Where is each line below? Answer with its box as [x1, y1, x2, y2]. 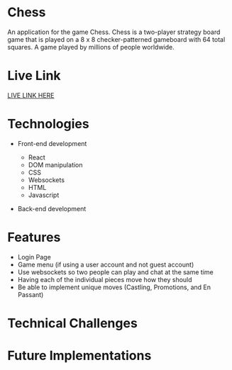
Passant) [17, 290, 44, 298]
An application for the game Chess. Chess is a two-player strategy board [7, 28, 221, 36]
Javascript [28, 191, 60, 199]
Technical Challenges [7, 315, 138, 331]
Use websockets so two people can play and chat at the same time [17, 267, 214, 276]
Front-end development [17, 139, 87, 147]
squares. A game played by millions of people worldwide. [7, 43, 175, 51]
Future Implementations [7, 348, 152, 364]
